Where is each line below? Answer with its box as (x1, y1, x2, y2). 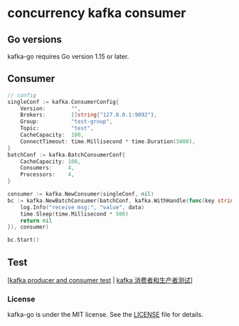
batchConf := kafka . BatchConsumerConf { (7, 151, 126, 158)
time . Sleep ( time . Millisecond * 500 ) (20, 210, 129, 218)
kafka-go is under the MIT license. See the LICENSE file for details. (7, 310, 204, 319)
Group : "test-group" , (20, 118, 113, 125)
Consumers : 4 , (20, 164, 75, 172)
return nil (20, 217, 53, 224)
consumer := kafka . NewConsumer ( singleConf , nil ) (7, 191, 154, 198)
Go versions (7, 33, 63, 46)
